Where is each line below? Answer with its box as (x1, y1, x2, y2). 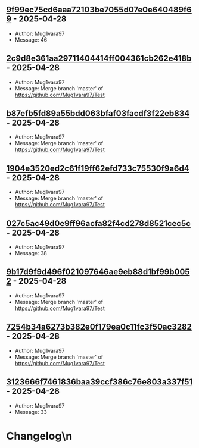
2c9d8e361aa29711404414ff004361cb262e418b (6, 54, 192, 64)
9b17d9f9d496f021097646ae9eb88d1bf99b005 (6, 267, 190, 277)
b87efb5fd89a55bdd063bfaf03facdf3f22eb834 (6, 108, 190, 118)
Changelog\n (6, 429, 73, 443)
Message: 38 (14, 250, 48, 257)
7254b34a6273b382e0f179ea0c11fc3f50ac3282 (6, 322, 192, 332)
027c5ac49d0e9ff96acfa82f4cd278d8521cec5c (6, 218, 191, 228)
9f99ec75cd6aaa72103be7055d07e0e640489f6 (6, 5, 192, 15)
